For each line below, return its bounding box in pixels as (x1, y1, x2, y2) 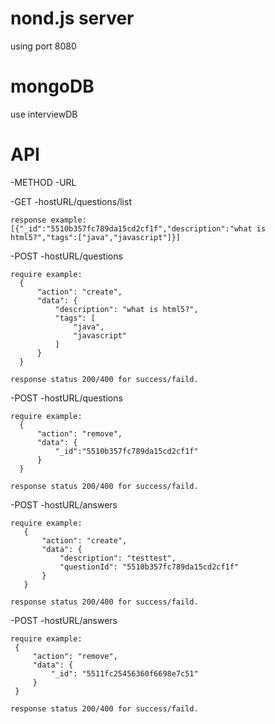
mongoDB (10, 75, 95, 98)
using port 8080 (10, 40, 77, 52)
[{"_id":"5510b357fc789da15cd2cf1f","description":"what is (10, 223, 267, 234)
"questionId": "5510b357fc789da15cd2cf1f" (59, 562, 240, 572)
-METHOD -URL (10, 176, 77, 188)
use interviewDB (10, 108, 78, 120)
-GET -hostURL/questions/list (10, 195, 132, 207)
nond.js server (10, 7, 135, 30)
